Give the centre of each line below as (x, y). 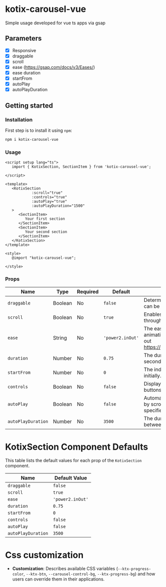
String (60, 338)
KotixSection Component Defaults (77, 447)
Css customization (44, 555)
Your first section (45, 219)
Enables (153, 314)
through (153, 321)
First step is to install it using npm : (39, 130)
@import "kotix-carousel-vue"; (44, 258)
